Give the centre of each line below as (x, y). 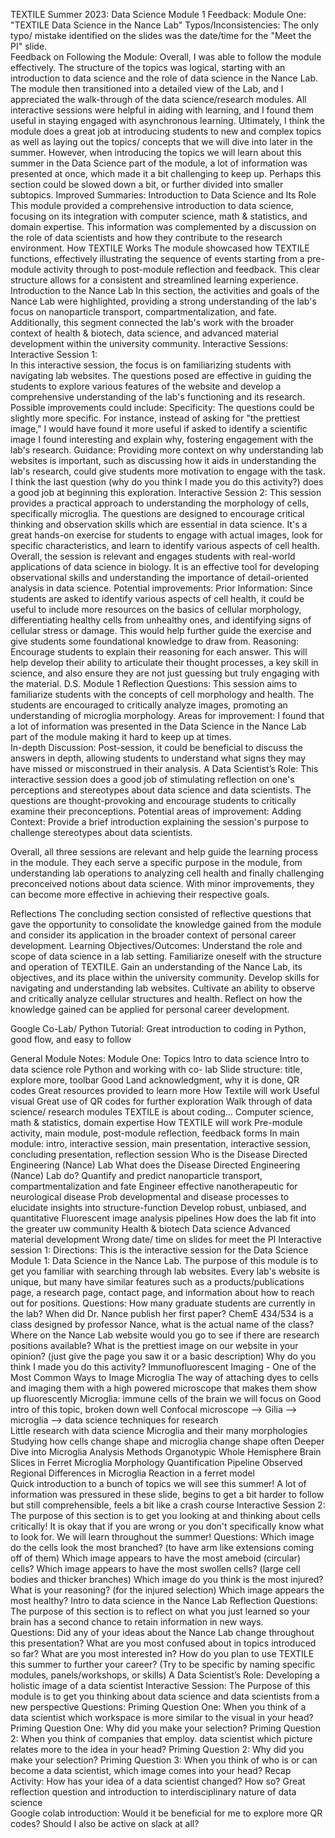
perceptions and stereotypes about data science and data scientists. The (161, 790)
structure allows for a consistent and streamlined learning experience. (154, 280)
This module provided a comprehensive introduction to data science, (152, 205)
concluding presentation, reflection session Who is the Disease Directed (159, 1154)
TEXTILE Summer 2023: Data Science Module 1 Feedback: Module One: (158, 14)
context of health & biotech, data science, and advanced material (144, 333)
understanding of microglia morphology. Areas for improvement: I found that (167, 715)
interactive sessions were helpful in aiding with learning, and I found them (162, 110)
